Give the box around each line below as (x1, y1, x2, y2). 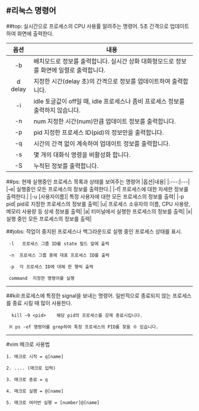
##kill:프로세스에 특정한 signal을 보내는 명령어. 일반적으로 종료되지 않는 (6, 292, 171, 299)
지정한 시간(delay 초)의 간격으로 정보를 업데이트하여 (33, 77, 171, 85)
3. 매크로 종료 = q (6, 377, 48, 382)
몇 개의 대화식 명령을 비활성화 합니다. (33, 150, 131, 159)
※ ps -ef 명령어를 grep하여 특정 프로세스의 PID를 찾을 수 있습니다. (8, 324, 159, 330)
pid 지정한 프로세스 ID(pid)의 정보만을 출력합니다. (33, 128, 164, 137)
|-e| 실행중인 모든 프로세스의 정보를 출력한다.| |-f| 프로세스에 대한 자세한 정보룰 (6, 185, 189, 192)
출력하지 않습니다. (33, 106, 81, 114)
